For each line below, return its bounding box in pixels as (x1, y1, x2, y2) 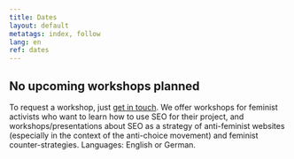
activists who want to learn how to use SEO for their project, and (9, 111, 244, 122)
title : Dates (9, 12, 58, 22)
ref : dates (9, 46, 50, 55)
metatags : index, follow (9, 29, 101, 38)
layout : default (9, 21, 69, 30)
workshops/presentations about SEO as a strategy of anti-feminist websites (9, 120, 285, 131)
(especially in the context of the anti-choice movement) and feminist (9, 130, 259, 140)
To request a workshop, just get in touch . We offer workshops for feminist (9, 102, 279, 112)
